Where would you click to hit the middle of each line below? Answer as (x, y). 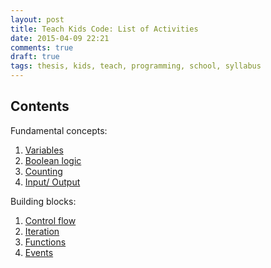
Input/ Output (52, 182)
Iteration (42, 231)
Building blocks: (43, 201)
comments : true (42, 47)
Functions (45, 242)
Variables (44, 150)
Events (39, 252)
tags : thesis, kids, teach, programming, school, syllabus (136, 66)
